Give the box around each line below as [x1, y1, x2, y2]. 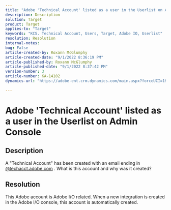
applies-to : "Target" [5, 26, 51, 32]
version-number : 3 [5, 69, 44, 74]
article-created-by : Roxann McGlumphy [5, 50, 88, 55]
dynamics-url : [5, 78, 36, 83]
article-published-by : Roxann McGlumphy [5, 59, 93, 65]
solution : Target [5, 17, 42, 22]
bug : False [5, 45, 28, 50]
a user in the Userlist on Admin [5, 115, 138, 127]
